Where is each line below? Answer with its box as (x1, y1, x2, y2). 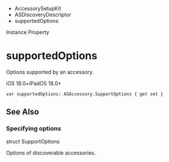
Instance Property (6, 29, 50, 36)
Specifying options (6, 125, 61, 133)
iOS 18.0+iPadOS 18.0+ (6, 80, 62, 87)
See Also (6, 107, 39, 117)
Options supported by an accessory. (6, 68, 94, 75)
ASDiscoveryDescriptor (14, 11, 71, 18)
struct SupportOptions (6, 137, 60, 145)
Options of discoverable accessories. (6, 149, 96, 156)
